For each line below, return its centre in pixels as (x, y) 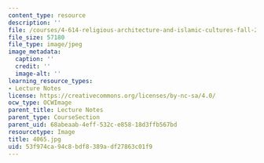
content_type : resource (47, 15)
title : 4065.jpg (35, 139)
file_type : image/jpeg (45, 45)
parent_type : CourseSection (54, 118)
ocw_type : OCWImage (40, 103)
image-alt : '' (38, 74)
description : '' (35, 23)
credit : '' (33, 67)
